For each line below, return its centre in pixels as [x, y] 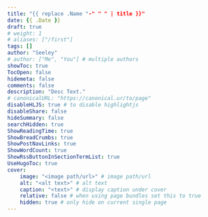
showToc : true [28, 66]
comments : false [31, 85]
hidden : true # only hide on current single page [94, 203]
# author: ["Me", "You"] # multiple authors [73, 59]
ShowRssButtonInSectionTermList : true [64, 157]
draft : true [24, 27]
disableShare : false [37, 111]
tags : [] [20, 46]
